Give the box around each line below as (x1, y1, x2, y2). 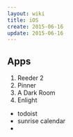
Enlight (17, 96, 38, 104)
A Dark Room (17, 88, 56, 97)
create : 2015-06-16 (7, 23, 64, 30)
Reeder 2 (17, 74, 44, 82)
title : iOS (7, 17, 39, 24)
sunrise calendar (17, 117, 66, 125)
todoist (17, 109, 38, 118)
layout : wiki (7, 10, 45, 17)
